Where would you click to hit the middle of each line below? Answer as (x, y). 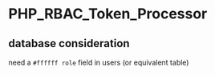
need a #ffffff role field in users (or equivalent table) (99, 62)
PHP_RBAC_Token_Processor (108, 14)
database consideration (69, 43)
